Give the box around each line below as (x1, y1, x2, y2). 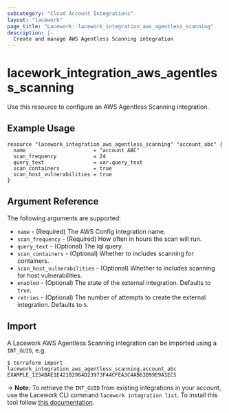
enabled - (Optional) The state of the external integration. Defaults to (17, 278, 211, 286)
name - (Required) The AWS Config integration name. (17, 227, 166, 235)
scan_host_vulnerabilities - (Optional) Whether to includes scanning (17, 264, 215, 272)
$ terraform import (7, 359, 63, 366)
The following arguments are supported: (7, 214, 122, 222)
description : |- (7, 29, 54, 36)
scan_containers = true (13, 165, 112, 172)
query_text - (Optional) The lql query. (17, 242, 124, 250)
